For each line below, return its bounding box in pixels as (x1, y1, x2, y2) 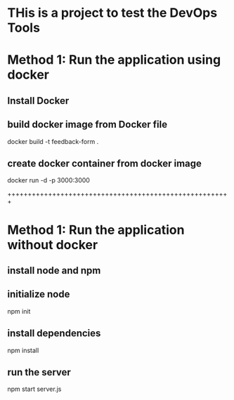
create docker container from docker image (7, 157, 202, 169)
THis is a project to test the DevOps (7, 5, 218, 21)
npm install (7, 346, 39, 354)
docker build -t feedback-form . (7, 137, 99, 145)
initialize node (7, 288, 70, 300)
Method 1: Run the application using (7, 52, 221, 68)
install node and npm (7, 265, 101, 276)
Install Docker (7, 95, 70, 107)
